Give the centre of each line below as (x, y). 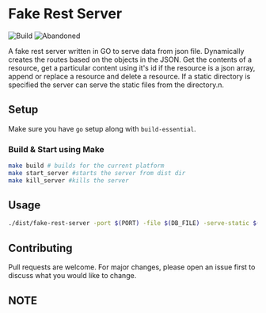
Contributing (40, 248)
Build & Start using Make (56, 149)
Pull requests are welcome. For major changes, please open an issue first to (132, 267)
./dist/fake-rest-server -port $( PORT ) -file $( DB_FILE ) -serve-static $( (134, 223)
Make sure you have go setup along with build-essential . (102, 128)
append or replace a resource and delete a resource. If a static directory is (129, 76)
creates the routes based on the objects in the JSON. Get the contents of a (130, 59)
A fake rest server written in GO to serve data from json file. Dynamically (126, 51)
